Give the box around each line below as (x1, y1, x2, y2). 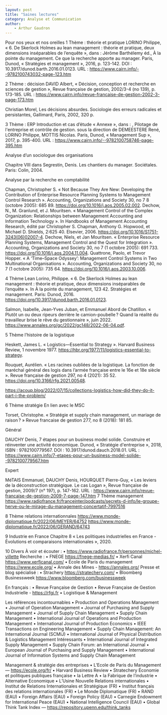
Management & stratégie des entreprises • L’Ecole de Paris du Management (5, 662, 162, 668)
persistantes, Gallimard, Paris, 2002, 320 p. (5, 112, 95, 118)
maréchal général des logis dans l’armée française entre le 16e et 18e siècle (5, 367, 161, 373)
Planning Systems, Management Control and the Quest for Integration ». (5, 240, 154, 246)
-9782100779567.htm (5, 458, 49, 464)
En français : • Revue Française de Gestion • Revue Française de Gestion (5, 584, 156, 590)
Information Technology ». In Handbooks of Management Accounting (5, 218, 148, 224)
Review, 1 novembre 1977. (5, 347, 57, 353)
